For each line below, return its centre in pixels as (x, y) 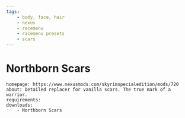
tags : (13, 12)
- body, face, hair (41, 17)
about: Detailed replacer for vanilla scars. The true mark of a (88, 90)
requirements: (24, 100)
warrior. (17, 95)
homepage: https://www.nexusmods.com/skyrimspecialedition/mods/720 (92, 84)
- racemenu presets (41, 34)
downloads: (20, 105)
